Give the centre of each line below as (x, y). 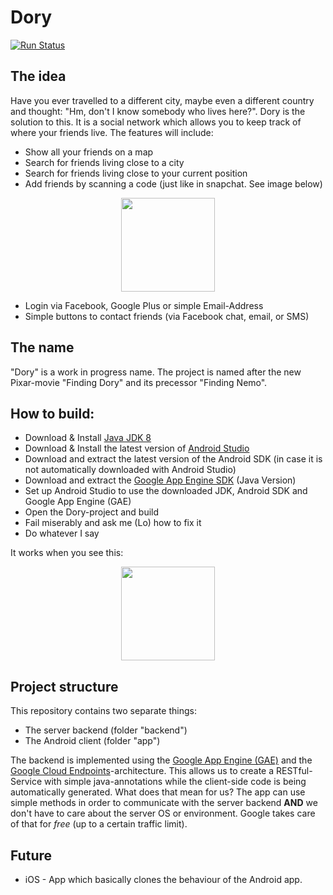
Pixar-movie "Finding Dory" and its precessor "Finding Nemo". (139, 382)
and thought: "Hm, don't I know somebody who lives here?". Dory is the (158, 111)
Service (26, 782)
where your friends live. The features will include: (112, 132)
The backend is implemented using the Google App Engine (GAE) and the (161, 760)
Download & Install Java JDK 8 (88, 438)
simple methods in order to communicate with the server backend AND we (164, 803)
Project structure (64, 686)
